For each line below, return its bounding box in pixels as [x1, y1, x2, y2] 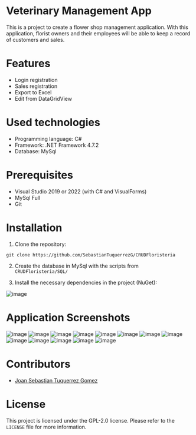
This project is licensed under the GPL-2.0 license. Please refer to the [6, 417, 175, 424]
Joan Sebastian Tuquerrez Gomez [14, 377, 98, 384]
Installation [6, 221, 63, 234]
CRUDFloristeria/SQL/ [14, 268, 68, 275]
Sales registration [14, 83, 58, 90]
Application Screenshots [6, 311, 130, 324]
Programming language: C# [14, 135, 82, 142]
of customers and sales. [6, 36, 65, 43]
